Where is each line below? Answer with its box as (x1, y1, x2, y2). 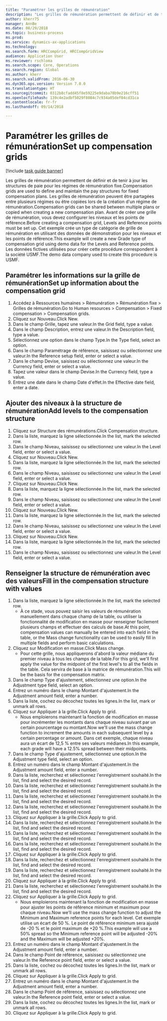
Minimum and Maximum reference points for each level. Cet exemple (20, 915, 161, 921)
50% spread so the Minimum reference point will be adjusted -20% (20, 931, 158, 937)
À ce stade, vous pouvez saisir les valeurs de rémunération (20, 608, 141, 614)
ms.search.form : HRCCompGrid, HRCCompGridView (5, 49, 104, 54)
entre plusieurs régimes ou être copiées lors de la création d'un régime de (5, 199, 157, 204)
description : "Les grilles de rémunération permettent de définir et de (5, 12, 159, 17)
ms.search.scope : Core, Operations (5, 63, 79, 68)
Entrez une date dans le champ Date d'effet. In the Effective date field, (12, 379, 155, 385)
